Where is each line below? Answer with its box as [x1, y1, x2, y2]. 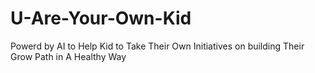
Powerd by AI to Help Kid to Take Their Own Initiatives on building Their [10, 40, 305, 52]
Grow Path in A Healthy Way [10, 50, 127, 62]
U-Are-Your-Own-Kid [10, 7, 192, 30]
